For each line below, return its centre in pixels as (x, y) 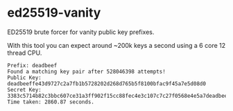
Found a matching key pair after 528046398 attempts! (87, 71)
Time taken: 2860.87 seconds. (51, 102)
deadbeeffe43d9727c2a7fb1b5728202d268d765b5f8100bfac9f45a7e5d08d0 (107, 84)
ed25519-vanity (54, 13)
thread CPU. (25, 53)
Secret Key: (24, 89)
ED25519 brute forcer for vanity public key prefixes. (81, 32)
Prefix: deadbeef (32, 65)
